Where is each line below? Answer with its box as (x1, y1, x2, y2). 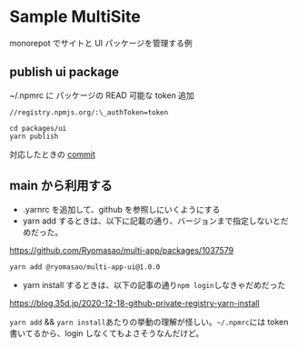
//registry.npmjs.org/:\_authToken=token (9, 107, 169, 117)
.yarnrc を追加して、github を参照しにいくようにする (22, 204, 221, 214)
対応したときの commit (9, 148, 95, 160)
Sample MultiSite (9, 6, 141, 27)
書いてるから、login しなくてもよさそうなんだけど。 (9, 328, 204, 339)
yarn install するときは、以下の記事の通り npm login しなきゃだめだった (22, 280, 286, 291)
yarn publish (9, 132, 59, 141)
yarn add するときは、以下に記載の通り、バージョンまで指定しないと (22, 215, 282, 226)
